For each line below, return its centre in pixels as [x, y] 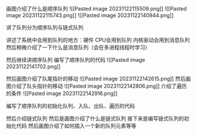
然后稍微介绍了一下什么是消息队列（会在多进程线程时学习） [78, 47]
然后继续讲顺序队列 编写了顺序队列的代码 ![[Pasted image [76, 60]
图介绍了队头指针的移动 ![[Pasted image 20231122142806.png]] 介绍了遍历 [96, 86]
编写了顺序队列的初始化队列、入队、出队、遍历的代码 [71, 106]
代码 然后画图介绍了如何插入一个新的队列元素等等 [76, 126]
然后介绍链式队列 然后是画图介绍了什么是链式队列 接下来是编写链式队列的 [95, 118]
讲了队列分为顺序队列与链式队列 [45, 27]
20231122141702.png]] [33, 66]
